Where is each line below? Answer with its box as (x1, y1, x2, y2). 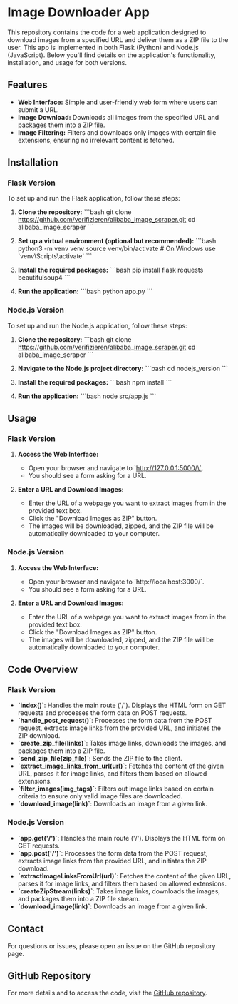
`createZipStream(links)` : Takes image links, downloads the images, (17, 886, 221, 896)
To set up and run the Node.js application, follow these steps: (7, 321, 187, 330)
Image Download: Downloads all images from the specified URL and (17, 113, 219, 121)
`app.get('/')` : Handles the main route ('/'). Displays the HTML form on (17, 833, 226, 842)
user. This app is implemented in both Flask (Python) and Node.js (7, 43, 200, 51)
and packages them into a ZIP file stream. (17, 894, 140, 903)
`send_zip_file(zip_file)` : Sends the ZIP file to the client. (17, 754, 183, 763)
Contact (7, 923, 44, 935)
